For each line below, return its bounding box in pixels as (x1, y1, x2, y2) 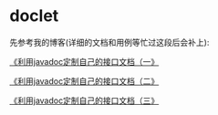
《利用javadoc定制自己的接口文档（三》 (9, 95, 160, 106)
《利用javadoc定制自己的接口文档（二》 (9, 75, 160, 87)
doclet (9, 5, 59, 26)
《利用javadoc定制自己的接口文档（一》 (9, 56, 160, 67)
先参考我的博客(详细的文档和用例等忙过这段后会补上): (9, 37, 210, 47)
